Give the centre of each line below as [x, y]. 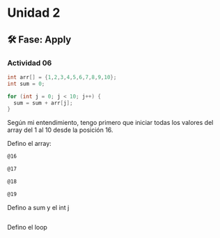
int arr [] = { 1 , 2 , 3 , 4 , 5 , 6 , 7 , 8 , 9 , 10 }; [62, 77]
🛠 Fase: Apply [39, 39]
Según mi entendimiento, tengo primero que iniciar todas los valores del [110, 123]
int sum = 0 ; [26, 84]
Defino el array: [30, 144]
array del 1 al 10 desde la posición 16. [60, 130]
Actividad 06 [30, 63]
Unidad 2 [34, 13]
